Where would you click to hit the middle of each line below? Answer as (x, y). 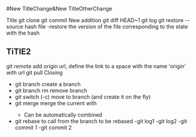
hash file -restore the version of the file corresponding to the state (106, 27)
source (15, 27)
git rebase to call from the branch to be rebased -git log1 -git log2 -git (101, 121)
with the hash (23, 33)
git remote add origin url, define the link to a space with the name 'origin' (96, 66)
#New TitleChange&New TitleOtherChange (59, 9)
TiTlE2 (19, 52)
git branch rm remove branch (51, 90)
